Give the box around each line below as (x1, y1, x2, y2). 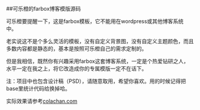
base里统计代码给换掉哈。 (6, 85, 71, 92)
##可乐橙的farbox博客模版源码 (6, 5, 82, 12)
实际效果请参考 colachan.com (6, 98, 77, 105)
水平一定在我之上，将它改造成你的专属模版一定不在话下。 (6, 65, 147, 72)
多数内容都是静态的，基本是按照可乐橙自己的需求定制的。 (6, 45, 147, 52)
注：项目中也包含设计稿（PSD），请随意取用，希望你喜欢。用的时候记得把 (6, 77, 186, 85)
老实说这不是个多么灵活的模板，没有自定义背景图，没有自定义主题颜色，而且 (6, 38, 194, 44)
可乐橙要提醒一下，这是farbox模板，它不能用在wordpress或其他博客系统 (6, 18, 184, 25)
